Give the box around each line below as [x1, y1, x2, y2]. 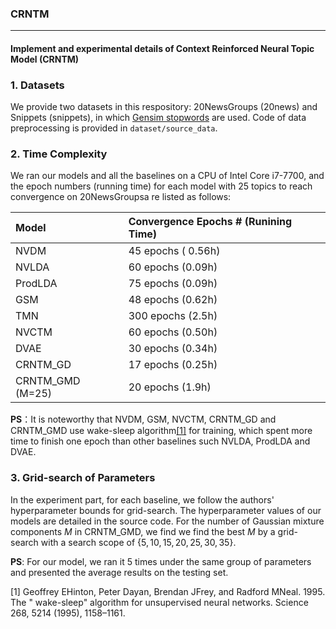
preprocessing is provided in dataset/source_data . [10, 122, 218, 134]
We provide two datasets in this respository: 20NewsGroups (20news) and [10, 101, 318, 113]
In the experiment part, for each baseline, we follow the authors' [10, 493, 275, 506]
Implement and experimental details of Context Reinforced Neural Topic [10, 42, 315, 54]
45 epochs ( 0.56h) [128, 244, 221, 258]
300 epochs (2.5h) [128, 309, 218, 323]
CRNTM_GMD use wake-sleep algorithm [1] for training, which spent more [10, 425, 313, 437]
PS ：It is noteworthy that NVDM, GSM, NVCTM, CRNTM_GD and [10, 413, 277, 426]
